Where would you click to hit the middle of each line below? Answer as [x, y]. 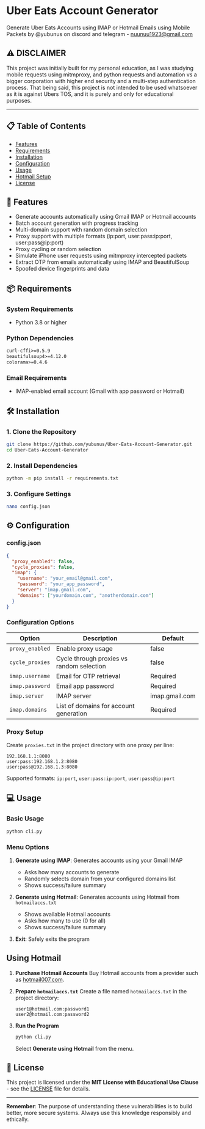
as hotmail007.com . [40, 979]
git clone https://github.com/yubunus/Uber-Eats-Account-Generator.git [99, 444]
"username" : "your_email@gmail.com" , [65, 579]
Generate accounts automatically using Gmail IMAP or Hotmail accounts [106, 217]
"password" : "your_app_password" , [61, 584]
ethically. [18, 1119]
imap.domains [28, 710]
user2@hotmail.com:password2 [52, 1014]
